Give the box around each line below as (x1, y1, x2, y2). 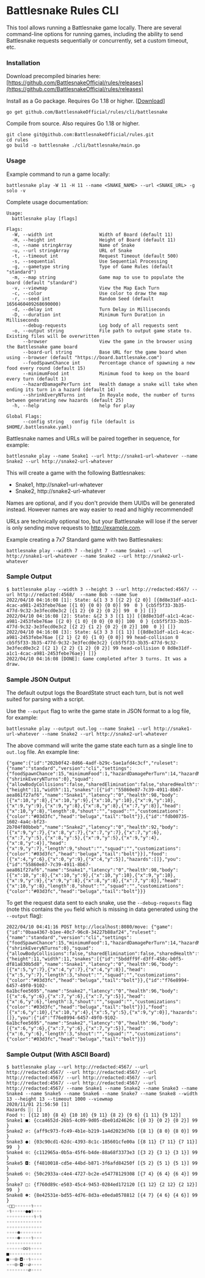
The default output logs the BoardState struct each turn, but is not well (6, 689, 184, 696)
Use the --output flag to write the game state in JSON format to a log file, (6, 707, 191, 715)
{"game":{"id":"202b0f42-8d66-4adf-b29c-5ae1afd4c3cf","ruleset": (6, 760, 179, 767)
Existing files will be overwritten (6, 333, 99, 339)
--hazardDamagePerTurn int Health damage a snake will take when (22, 381, 198, 387)
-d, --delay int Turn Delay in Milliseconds (12, 306, 171, 312)
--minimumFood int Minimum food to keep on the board (22, 370, 190, 376)
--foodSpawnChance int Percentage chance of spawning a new (22, 360, 195, 366)
